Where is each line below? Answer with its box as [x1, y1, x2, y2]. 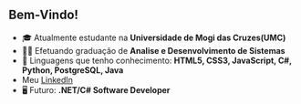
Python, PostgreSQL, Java [21, 64, 124, 76]
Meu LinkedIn [21, 74, 74, 85]
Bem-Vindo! [8, 7, 79, 23]
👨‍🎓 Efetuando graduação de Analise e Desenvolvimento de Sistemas [21, 45, 285, 56]
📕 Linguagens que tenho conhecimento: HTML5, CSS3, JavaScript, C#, [21, 55, 293, 66]
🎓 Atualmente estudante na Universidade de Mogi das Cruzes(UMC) [21, 32, 286, 43]
